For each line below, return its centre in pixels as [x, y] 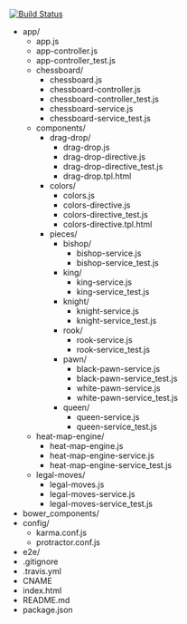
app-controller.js [66, 51]
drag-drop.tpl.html [97, 176]
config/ [36, 523]
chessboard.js [75, 80]
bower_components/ [61, 513]
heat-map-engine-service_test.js [111, 465]
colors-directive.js [97, 205]
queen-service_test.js [117, 427]
